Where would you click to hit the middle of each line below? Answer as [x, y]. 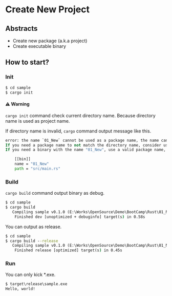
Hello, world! [20, 289]
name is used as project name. [38, 121]
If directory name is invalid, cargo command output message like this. [78, 131]
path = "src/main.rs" [37, 169]
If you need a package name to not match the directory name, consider [83, 145]
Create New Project [48, 10]
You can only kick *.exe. [30, 275]
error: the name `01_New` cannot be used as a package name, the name [82, 140]
